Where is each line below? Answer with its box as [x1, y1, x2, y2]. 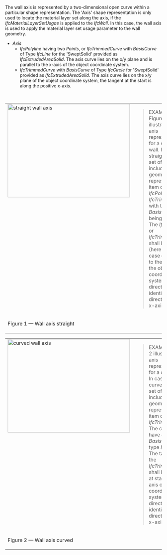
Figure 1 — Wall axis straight [7, 320, 75, 327]
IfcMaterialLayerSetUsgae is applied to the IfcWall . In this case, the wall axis [5, 20, 162, 26]
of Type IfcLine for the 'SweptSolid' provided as [19, 51, 118, 57]
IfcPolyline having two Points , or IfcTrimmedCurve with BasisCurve [19, 46, 157, 51]
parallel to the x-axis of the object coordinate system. [19, 62, 129, 67]
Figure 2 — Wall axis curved [7, 537, 73, 544]
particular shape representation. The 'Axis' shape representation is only [5, 9, 152, 15]
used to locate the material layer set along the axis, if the [5, 15, 121, 20]
